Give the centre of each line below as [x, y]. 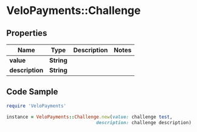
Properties [27, 33]
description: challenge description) [144, 122]
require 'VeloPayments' [36, 106]
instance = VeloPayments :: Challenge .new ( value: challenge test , [89, 117]
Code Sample [32, 92]
